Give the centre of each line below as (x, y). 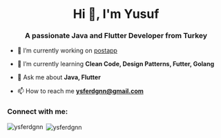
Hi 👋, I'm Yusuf (116, 14)
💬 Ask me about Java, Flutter (59, 77)
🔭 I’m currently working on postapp (67, 50)
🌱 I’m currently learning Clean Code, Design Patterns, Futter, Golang (116, 64)
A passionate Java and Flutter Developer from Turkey (116, 36)
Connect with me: (38, 112)
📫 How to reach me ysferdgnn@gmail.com (80, 91)
